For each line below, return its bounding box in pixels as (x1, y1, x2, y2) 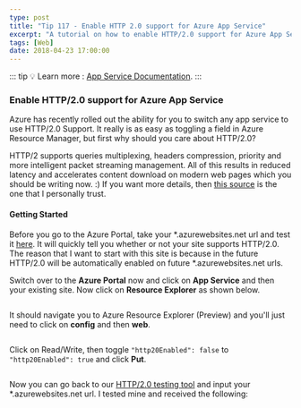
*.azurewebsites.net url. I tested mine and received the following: (9, 388, 249, 399)
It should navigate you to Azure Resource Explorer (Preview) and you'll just (9, 310, 285, 320)
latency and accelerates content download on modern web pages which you (9, 169, 292, 180)
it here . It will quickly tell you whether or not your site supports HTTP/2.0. (9, 238, 279, 249)
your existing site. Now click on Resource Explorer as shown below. (9, 284, 261, 295)
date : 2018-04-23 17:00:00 (9, 47, 110, 55)
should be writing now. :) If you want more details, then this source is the (9, 179, 278, 190)
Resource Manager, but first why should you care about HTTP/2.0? (9, 133, 257, 144)
